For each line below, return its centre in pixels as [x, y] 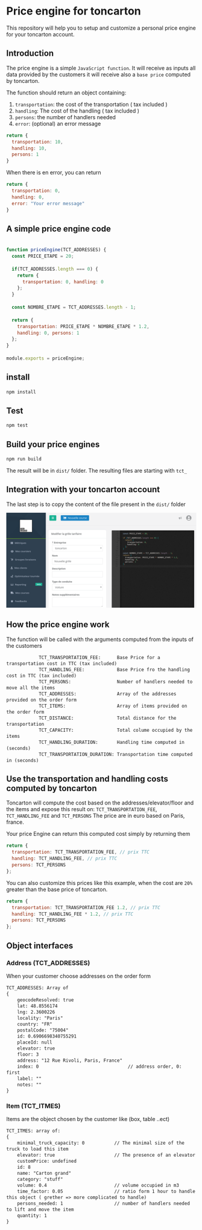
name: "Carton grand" [44, 1173]
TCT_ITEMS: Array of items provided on [113, 706]
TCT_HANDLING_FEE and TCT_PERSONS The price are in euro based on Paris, [96, 816]
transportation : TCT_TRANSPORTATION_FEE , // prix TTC [80, 852]
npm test [17, 426]
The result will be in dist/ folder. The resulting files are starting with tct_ [97, 471]
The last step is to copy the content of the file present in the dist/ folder [96, 504]
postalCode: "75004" [43, 1030]
